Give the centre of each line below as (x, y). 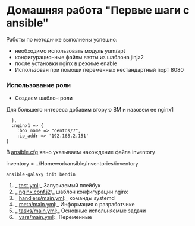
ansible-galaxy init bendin (41, 175)
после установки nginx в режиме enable (66, 63)
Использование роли (39, 85)
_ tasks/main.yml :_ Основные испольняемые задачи (80, 211)
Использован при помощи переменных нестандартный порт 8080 (99, 69)
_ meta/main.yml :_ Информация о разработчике (75, 205)
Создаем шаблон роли (44, 98)
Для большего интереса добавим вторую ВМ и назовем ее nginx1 (90, 110)
